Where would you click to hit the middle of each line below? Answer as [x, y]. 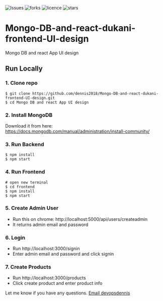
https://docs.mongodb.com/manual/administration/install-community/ [77, 131]
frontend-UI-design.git [30, 98]
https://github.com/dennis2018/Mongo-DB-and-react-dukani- [95, 93]
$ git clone [18, 93]
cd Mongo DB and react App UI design [49, 102]
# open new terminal [27, 182]
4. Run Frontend [25, 172]
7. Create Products [28, 267]
